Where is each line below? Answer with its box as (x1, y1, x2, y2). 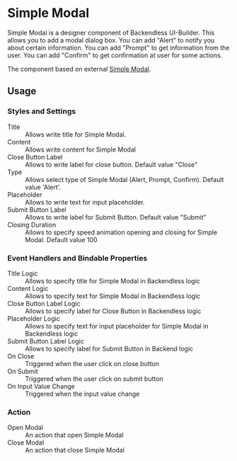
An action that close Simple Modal (25, 446, 125, 455)
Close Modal (7, 438, 45, 447)
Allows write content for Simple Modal (25, 145, 137, 154)
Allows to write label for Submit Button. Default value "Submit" (25, 212, 207, 221)
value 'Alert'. (25, 183, 62, 191)
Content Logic (7, 284, 49, 292)
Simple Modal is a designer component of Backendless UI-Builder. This (7, 28, 214, 37)
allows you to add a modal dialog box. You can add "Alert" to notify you (7, 35, 215, 44)
